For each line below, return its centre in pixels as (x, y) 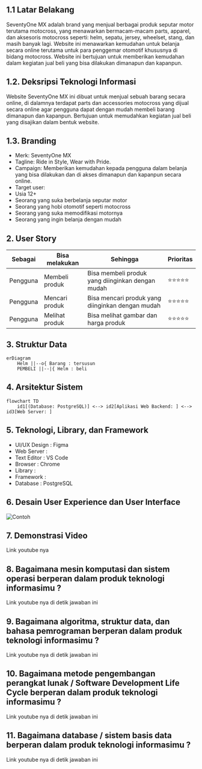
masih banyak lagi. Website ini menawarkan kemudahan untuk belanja (93, 43)
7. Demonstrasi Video (47, 535)
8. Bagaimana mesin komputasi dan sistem (88, 569)
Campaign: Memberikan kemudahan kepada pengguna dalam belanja (101, 168)
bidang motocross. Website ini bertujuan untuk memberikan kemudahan (95, 56)
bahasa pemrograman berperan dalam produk (94, 631)
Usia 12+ (26, 194)
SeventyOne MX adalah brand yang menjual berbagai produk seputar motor (100, 24)
